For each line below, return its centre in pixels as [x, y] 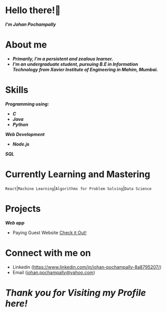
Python [20, 124]
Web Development [25, 134]
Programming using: [27, 104]
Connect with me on [48, 253]
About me [26, 45]
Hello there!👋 [33, 10]
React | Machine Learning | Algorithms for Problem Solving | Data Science [78, 188]
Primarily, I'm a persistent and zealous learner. [63, 59]
